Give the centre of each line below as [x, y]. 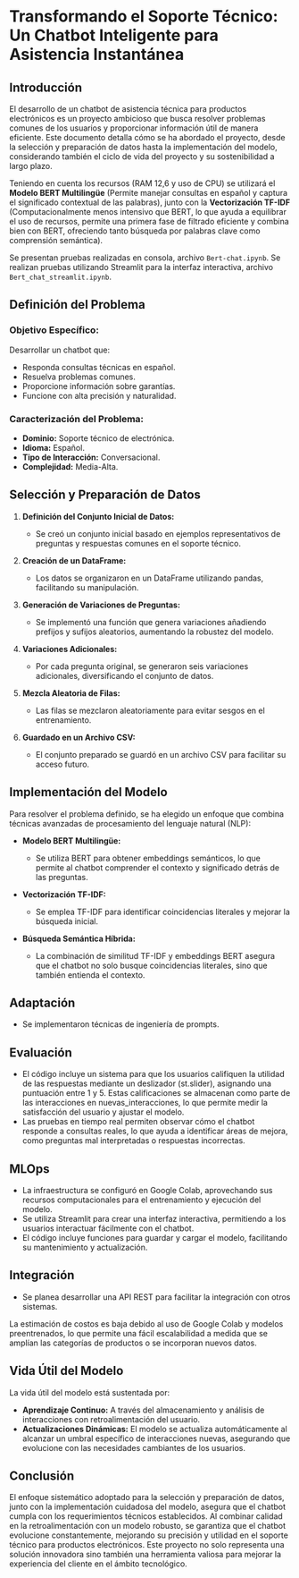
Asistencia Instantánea [97, 55]
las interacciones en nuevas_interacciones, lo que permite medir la [145, 1103]
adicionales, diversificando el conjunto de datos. [125, 675]
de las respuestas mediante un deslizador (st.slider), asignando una [147, 1083]
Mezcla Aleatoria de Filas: [71, 693]
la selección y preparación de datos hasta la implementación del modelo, [144, 147]
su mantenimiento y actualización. [85, 1247]
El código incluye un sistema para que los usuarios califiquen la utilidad [153, 1074]
